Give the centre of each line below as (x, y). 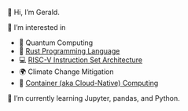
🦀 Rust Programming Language (69, 51)
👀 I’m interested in (37, 27)
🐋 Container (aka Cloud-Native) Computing (88, 83)
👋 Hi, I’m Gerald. (33, 12)
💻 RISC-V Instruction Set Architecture (81, 60)
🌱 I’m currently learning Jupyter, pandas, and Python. (94, 98)
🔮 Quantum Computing (56, 43)
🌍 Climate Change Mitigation (66, 72)
